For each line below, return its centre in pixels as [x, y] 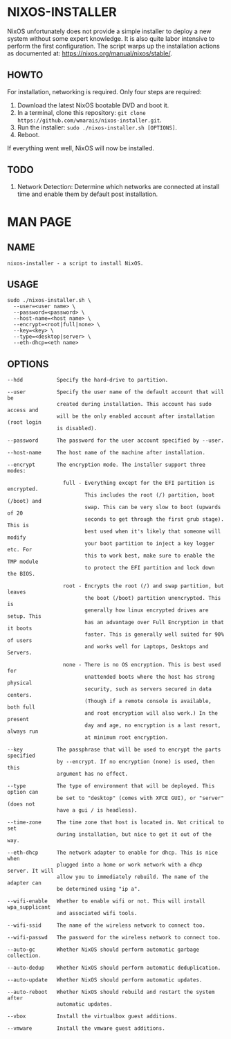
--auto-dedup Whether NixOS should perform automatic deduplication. [114, 968]
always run [23, 731]
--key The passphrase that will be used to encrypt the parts [114, 750]
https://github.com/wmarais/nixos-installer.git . [90, 120]
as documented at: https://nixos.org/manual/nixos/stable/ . [90, 53]
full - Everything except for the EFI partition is [139, 483]
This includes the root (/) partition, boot [149, 495]
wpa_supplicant [29, 907]
